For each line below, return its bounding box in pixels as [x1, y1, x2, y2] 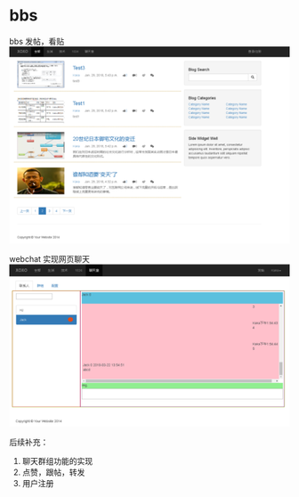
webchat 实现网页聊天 [9, 254, 91, 265]
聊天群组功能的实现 [21, 455, 93, 466]
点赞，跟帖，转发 [21, 467, 85, 477]
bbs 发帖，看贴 [9, 36, 65, 46]
